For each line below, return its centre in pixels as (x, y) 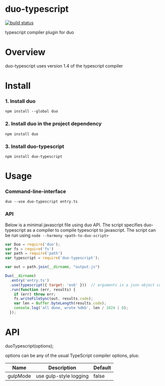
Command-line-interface (36, 192)
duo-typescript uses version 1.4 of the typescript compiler (64, 66)
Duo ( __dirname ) (21, 276)
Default (102, 367)
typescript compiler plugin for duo (40, 32)
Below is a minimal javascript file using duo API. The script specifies (74, 225)
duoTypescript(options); (29, 346)
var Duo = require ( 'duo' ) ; (33, 244)
